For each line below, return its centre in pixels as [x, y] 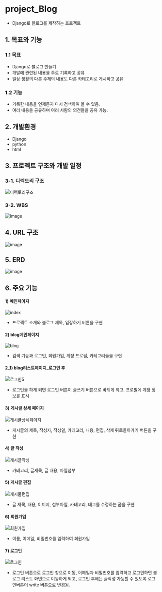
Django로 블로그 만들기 [34, 66]
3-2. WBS [16, 205]
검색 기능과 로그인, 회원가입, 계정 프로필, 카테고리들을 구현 [67, 356]
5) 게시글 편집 [18, 482]
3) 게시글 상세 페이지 [24, 408]
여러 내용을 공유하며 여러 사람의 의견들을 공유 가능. [60, 110]
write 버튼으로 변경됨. [49, 585]
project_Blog [31, 9]
